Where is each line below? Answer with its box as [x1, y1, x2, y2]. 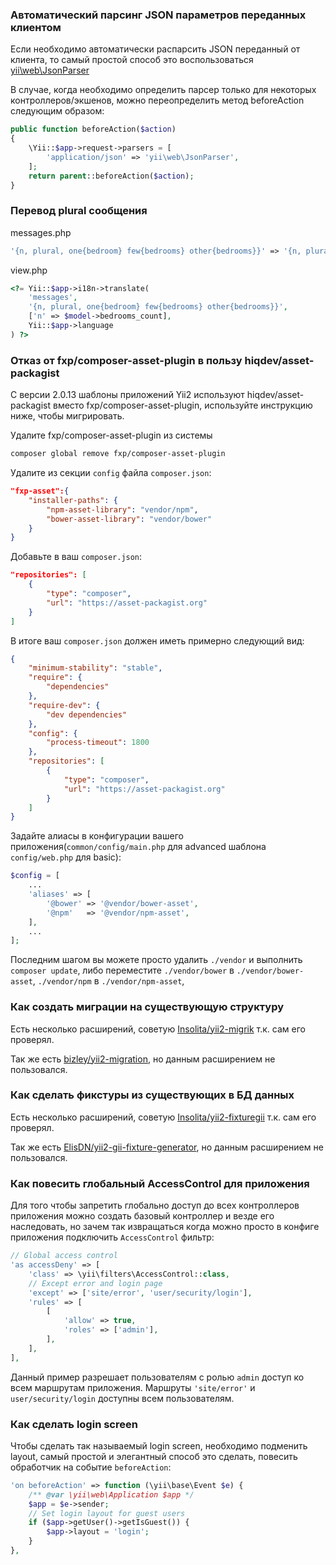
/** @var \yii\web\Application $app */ [28, 1489, 195, 1500]
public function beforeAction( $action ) [10, 124, 177, 135]
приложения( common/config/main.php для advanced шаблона [10, 841, 267, 853]
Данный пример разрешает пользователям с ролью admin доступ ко [10, 1371, 305, 1383]
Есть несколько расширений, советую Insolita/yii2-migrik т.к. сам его [10, 1023, 306, 1035]
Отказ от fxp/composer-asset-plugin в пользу [10, 353, 243, 367]
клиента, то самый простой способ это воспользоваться [10, 54, 254, 66]
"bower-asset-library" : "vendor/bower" [46, 514, 213, 524]
